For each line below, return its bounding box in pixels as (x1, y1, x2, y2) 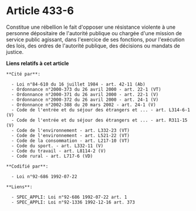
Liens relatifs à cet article (6, 60, 69, 67)
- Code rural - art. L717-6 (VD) (11, 153, 93, 159)
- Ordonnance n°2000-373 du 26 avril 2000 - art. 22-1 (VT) (11, 86, 161, 92)
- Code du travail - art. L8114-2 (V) (11, 148, 107, 154)
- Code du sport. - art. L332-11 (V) (11, 142, 104, 149)
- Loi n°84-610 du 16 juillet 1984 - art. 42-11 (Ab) (11, 81, 146, 87)
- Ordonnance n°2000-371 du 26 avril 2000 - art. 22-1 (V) (11, 91, 159, 97)
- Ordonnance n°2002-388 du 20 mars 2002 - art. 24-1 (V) (11, 101, 157, 108)
